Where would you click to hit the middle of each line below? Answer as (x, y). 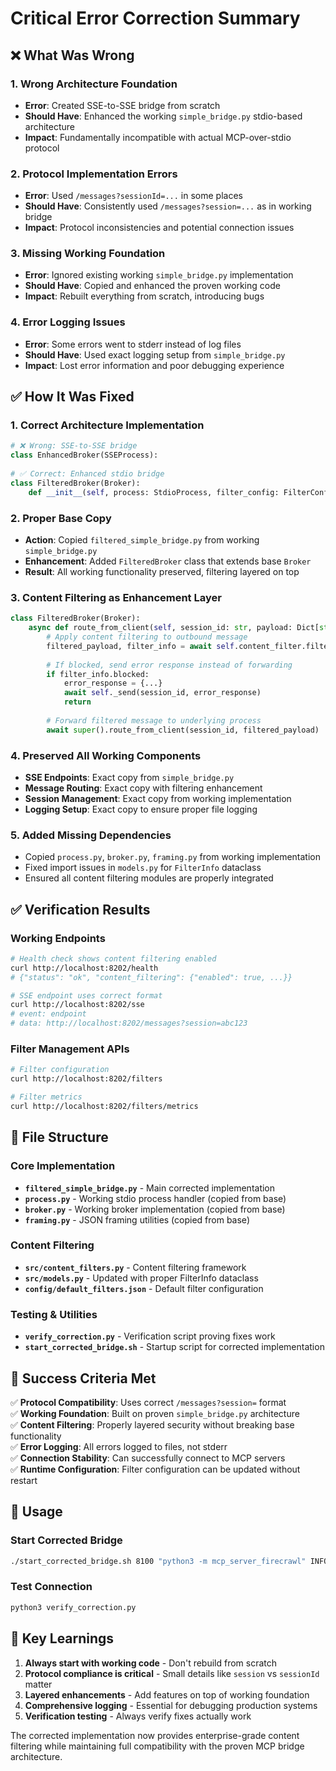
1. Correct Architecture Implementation (107, 425)
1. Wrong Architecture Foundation (94, 84)
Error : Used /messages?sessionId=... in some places (133, 196)
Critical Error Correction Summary (155, 18)
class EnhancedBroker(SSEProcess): (84, 455)
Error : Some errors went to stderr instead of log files (133, 344)
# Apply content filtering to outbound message (147, 637)
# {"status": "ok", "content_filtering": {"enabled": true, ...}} (151, 977)
